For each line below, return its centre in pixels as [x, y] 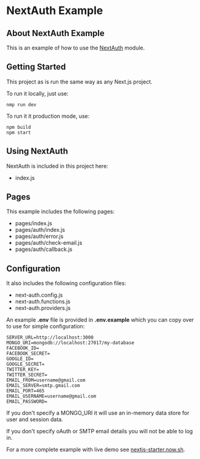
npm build [19, 127]
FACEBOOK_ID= [23, 349]
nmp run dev [21, 104]
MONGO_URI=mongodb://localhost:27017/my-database [71, 343]
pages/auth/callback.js [44, 249]
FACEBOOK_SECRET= [28, 354]
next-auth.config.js [39, 295]
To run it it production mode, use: [48, 116]
